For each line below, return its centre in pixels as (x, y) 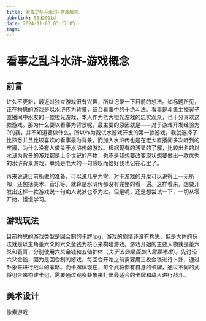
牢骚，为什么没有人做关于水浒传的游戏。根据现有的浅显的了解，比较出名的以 (103, 148)
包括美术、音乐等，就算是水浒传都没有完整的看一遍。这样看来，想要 (108, 184)
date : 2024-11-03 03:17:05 (41, 23)
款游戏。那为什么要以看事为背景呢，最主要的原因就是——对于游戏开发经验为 (103, 125)
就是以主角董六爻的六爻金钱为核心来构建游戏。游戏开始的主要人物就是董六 (105, 244)
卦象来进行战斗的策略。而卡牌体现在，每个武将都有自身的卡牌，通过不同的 (100, 267)
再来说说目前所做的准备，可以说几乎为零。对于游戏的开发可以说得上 (92, 176)
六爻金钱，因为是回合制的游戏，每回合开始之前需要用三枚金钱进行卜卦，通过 (103, 260)
